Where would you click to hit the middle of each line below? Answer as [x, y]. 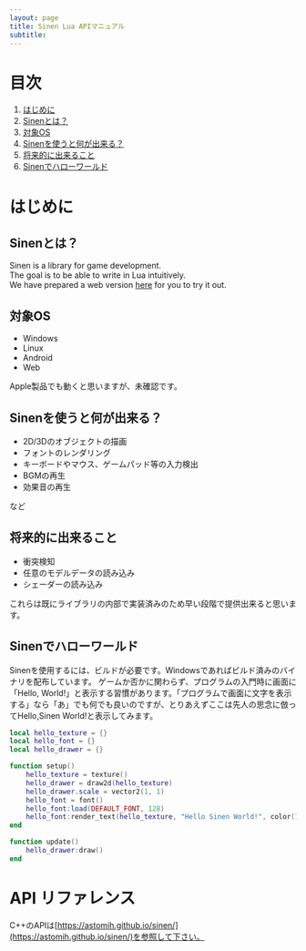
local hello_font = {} [52, 741]
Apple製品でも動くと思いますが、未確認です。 [96, 386]
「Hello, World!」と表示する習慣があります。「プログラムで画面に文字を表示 [151, 692]
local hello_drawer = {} [56, 750]
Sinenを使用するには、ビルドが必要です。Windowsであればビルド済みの [145, 670]
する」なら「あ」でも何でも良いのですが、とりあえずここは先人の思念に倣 [149, 704]
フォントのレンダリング [66, 453]
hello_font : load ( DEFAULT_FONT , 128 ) [96, 808]
